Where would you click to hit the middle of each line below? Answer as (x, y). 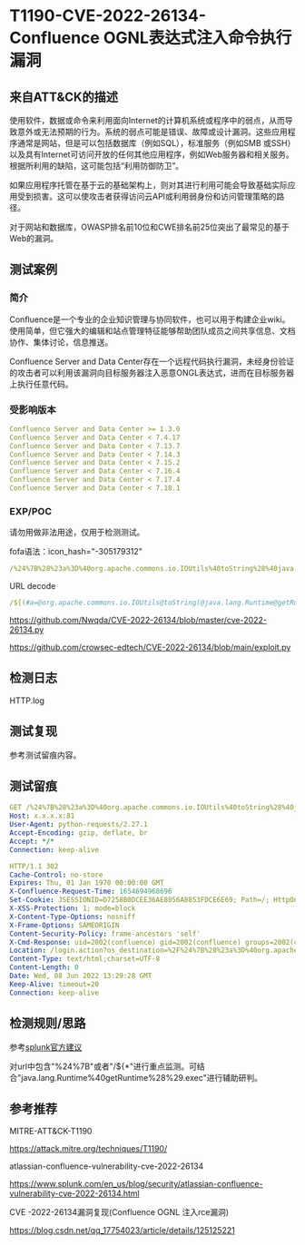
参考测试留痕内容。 (45, 755)
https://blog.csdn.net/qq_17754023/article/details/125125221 (123, 1230)
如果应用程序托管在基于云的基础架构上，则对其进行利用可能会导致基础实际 (148, 185)
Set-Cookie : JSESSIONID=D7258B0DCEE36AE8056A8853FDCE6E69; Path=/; (140, 900)
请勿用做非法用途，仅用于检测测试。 (77, 533)
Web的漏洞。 (34, 238)
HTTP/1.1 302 (34, 866)
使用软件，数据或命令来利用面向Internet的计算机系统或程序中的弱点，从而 (148, 120)
